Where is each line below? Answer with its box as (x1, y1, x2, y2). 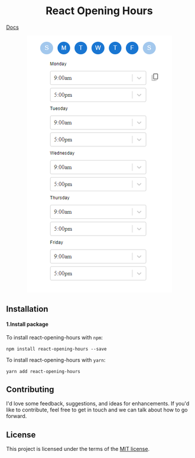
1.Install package (6, 320, 49, 328)
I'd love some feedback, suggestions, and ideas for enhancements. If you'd (6, 400, 190, 407)
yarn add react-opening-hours (6, 368, 81, 374)
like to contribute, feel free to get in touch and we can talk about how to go (6, 406, 188, 414)
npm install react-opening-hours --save (6, 346, 108, 352)
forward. (6, 413, 27, 420)
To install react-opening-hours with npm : (6, 333, 103, 341)
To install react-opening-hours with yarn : (6, 356, 106, 364)
